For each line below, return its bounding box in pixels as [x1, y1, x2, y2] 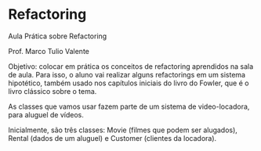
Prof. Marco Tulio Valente [8, 46, 90, 56]
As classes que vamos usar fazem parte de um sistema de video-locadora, [8, 102, 250, 111]
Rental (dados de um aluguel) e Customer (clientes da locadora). [8, 133, 217, 142]
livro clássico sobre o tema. [8, 86, 97, 95]
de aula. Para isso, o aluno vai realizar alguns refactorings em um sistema [8, 70, 245, 79]
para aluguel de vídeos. [8, 110, 85, 119]
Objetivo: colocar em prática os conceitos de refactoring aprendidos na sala [8, 61, 254, 71]
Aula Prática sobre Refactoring [8, 31, 107, 41]
